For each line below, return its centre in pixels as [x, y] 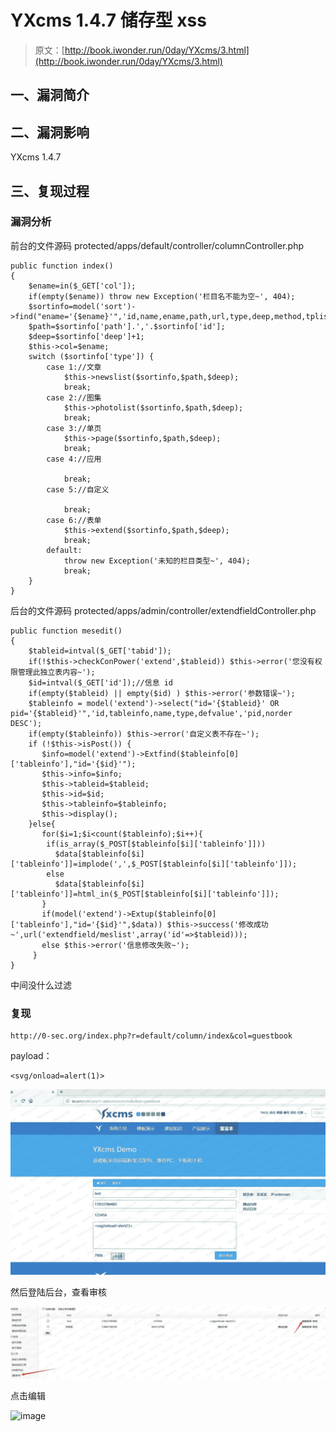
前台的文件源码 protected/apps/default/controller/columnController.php [157, 245]
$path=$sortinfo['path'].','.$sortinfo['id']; [127, 326]
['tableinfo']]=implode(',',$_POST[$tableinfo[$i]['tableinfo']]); [154, 864]
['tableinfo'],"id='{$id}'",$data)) [86, 924]
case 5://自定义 [78, 489]
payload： [31, 1056]
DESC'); [26, 723]
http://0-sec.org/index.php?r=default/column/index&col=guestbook [151, 1036]
